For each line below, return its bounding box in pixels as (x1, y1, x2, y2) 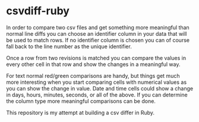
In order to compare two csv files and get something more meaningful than (6, 24, 190, 31)
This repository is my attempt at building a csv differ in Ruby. (6, 109, 155, 116)
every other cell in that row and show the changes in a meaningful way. (6, 61, 181, 68)
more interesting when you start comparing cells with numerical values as (6, 79, 187, 86)
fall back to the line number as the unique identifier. (6, 43, 132, 50)
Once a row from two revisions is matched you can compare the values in (6, 54, 186, 61)
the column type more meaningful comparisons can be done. (6, 97, 156, 105)
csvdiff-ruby (6, 4, 70, 18)
